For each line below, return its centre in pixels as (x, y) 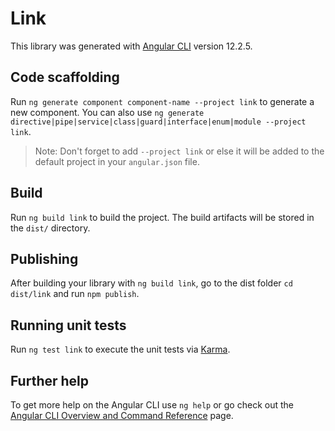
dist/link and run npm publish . (75, 294)
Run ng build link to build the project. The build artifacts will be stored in (162, 217)
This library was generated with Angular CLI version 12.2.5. (131, 46)
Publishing (44, 258)
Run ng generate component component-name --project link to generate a (162, 101)
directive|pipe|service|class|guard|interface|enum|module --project (158, 122)
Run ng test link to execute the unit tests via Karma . (120, 349)
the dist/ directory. (50, 228)
